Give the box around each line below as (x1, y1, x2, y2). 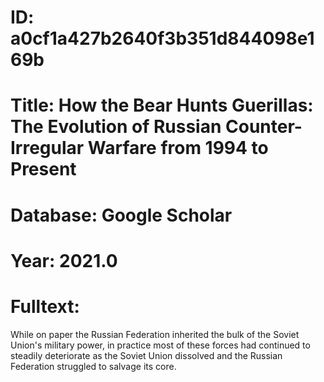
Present (10, 158, 77, 181)
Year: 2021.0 (10, 249, 118, 272)
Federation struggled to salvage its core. (10, 360, 177, 372)
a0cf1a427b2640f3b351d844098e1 (10, 27, 315, 50)
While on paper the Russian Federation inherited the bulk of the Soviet (10, 328, 300, 340)
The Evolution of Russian (10, 116, 222, 138)
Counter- (225, 116, 303, 138)
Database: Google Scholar (10, 204, 233, 226)
